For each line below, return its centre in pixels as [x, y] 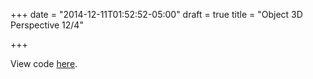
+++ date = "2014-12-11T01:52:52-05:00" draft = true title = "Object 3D [156, 14]
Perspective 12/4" [47, 25]
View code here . [44, 63]
